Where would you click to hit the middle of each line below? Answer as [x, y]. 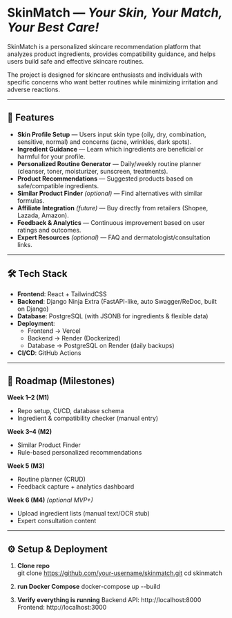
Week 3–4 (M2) [30, 432]
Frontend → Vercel [54, 331]
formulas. [31, 200]
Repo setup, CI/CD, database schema [70, 411]
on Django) [33, 309]
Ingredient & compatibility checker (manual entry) [88, 418]
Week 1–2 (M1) [28, 398]
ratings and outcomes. [49, 230]
